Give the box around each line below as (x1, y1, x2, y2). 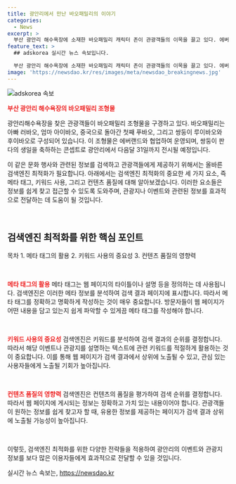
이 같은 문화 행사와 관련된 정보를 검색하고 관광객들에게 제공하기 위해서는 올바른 (7, 160, 223, 169)
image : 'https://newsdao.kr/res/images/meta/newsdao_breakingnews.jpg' (7, 68, 221, 76)
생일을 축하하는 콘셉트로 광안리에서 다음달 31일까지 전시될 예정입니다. (20, 145, 211, 153)
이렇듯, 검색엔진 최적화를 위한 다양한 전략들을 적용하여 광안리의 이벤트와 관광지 (7, 445, 223, 454)
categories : (7, 17, 42, 24)
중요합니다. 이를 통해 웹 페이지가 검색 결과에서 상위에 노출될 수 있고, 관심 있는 (14, 352, 226, 361)
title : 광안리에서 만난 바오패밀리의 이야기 (7, 10, 116, 18)
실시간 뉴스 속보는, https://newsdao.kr (7, 469, 114, 477)
